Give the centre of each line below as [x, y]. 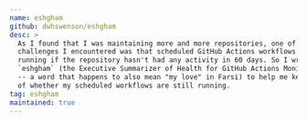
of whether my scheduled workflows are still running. [124, 86]
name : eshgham [37, 18]
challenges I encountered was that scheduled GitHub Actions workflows [157, 52]
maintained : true [42, 102]
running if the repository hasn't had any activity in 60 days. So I [153, 60]
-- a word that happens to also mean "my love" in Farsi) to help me [153, 77]
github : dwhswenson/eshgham [63, 26]
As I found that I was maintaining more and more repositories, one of [157, 43]
